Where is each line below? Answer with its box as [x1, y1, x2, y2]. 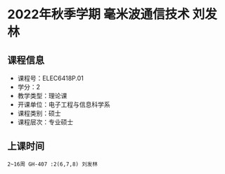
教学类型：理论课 [17, 92, 67, 100]
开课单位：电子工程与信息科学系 [17, 100, 110, 109]
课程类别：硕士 [17, 109, 61, 117]
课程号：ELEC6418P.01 [17, 74, 84, 82]
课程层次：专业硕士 [17, 118, 74, 126]
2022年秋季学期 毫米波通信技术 [7, 6, 190, 22]
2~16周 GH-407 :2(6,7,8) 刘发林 [7, 161, 98, 168]
